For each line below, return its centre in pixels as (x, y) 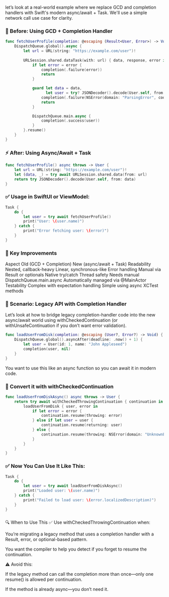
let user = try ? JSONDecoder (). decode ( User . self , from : (105, 93)
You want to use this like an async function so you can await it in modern (81, 368)
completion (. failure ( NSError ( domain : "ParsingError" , (99, 97)
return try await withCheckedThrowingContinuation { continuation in (89, 401)
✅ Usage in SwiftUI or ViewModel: (48, 197)
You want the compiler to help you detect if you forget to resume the (76, 549)
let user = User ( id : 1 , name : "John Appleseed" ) (75, 344)
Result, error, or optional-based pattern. (47, 539)
